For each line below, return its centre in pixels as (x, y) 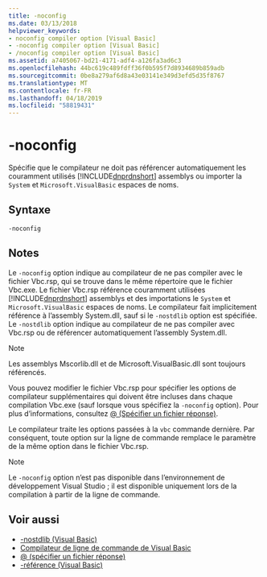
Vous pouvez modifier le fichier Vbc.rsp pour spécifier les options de (122, 388)
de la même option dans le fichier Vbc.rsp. (78, 446)
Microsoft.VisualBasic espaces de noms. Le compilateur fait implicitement (133, 307)
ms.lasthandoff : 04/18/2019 (55, 98)
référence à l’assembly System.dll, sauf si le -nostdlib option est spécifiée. (133, 315)
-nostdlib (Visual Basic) (59, 539)
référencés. (27, 372)
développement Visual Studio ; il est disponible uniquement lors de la (123, 486)
